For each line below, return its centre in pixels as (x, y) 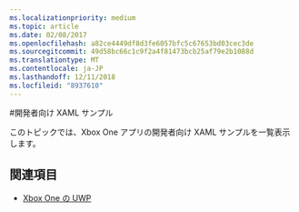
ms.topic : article (44, 26)
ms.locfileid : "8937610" (56, 86)
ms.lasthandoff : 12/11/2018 (63, 77)
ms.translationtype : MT (55, 60)
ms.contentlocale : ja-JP (56, 69)
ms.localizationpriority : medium (73, 18)
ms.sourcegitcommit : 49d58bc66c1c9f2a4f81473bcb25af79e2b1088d (132, 52)
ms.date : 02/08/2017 (49, 35)
